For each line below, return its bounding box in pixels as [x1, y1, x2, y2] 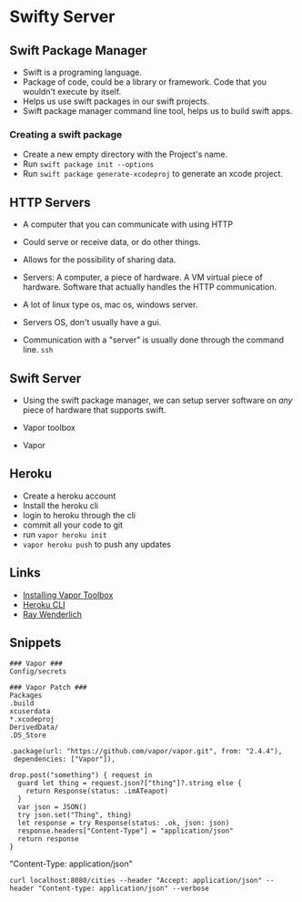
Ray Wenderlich [22, 609, 82, 620]
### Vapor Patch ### [9, 683, 88, 692]
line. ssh [22, 344, 54, 355]
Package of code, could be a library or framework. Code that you [22, 77, 267, 87]
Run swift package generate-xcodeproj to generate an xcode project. [22, 169, 284, 179]
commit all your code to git [22, 519, 124, 530]
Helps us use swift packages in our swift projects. [22, 96, 210, 107]
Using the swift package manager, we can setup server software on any [22, 395, 293, 405]
